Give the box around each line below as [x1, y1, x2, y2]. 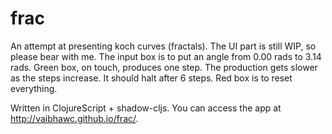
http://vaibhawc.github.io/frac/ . [10, 112, 139, 124]
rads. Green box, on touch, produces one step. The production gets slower [10, 61, 318, 73]
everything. [10, 82, 58, 94]
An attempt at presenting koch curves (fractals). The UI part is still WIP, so [10, 40, 317, 52]
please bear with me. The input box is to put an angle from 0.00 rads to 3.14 [10, 50, 322, 62]
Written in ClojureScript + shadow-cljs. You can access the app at [10, 102, 282, 114]
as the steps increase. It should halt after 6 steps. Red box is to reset [10, 72, 293, 84]
